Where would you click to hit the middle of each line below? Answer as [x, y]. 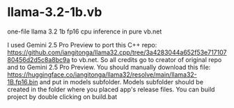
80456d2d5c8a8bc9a [39, 59]
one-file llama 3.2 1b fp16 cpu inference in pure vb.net [85, 31]
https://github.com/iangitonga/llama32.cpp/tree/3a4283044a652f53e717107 [117, 52]
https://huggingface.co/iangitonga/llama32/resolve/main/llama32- [102, 75]
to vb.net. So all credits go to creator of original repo [147, 59]
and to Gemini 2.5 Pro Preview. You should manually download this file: [109, 67]
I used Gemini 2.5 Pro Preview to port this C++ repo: [82, 45]
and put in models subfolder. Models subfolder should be [122, 82]
